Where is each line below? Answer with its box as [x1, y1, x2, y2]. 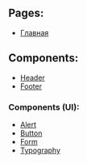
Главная [19, 27, 49, 37]
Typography [19, 145, 61, 155]
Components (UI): [8, 101, 80, 112]
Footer [19, 81, 43, 91]
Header [19, 73, 46, 82]
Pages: [8, 6, 44, 20]
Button [19, 128, 43, 138]
